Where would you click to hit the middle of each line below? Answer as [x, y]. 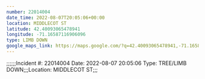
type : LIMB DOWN [27, 40]
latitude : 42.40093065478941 [43, 29]
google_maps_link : [30, 46]
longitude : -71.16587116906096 [46, 35]
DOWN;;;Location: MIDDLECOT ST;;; [52, 69]
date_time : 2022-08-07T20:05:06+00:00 [56, 18]
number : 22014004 [28, 12]
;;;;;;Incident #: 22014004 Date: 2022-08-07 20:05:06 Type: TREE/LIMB [97, 63]
